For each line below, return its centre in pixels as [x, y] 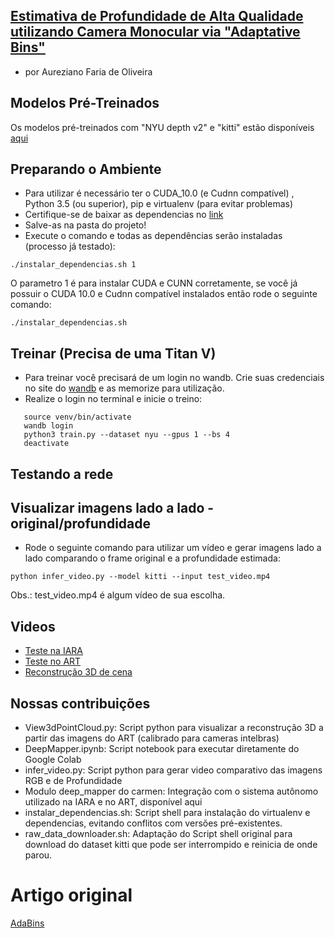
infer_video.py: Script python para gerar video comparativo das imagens [173, 770]
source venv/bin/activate [77, 417]
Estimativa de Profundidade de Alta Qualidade [157, 16]
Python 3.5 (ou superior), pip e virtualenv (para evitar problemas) [159, 204]
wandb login [48, 426]
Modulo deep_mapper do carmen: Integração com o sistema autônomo [171, 791]
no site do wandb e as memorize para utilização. [124, 388]
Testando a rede [62, 474]
